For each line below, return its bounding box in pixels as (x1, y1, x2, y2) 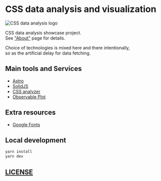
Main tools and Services (5, 64, 82, 73)
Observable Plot (12, 93, 46, 99)
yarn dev (5, 154, 23, 159)
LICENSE (5, 167, 33, 176)
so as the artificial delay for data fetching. (5, 50, 91, 56)
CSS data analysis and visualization (5, 3, 156, 15)
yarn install (5, 149, 32, 154)
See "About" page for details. (5, 35, 65, 41)
